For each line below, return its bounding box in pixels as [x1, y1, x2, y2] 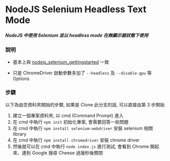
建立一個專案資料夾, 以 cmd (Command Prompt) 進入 [12, 112, 124, 118]
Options [12, 75, 30, 82]
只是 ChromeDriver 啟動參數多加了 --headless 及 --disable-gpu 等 [12, 70, 152, 76]
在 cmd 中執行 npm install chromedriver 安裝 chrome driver [12, 137, 140, 143]
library [12, 131, 27, 137]
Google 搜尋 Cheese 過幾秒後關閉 [32, 149, 103, 156]
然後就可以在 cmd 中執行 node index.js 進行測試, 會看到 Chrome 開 [12, 143, 155, 149]
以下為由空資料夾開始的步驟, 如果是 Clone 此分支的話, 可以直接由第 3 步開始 [5, 101, 165, 108]
